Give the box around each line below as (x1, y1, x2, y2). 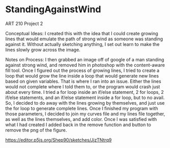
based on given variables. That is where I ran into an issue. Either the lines (5, 78, 162, 84)
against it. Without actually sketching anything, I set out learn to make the (5, 41, 160, 47)
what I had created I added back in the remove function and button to (5, 121, 152, 128)
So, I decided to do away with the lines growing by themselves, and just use (5, 100, 165, 106)
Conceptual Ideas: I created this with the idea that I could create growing (5, 30, 158, 36)
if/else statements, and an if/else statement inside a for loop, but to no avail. (5, 94, 165, 101)
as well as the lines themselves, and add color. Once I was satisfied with (5, 116, 157, 122)
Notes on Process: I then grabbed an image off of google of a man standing (5, 56, 164, 62)
